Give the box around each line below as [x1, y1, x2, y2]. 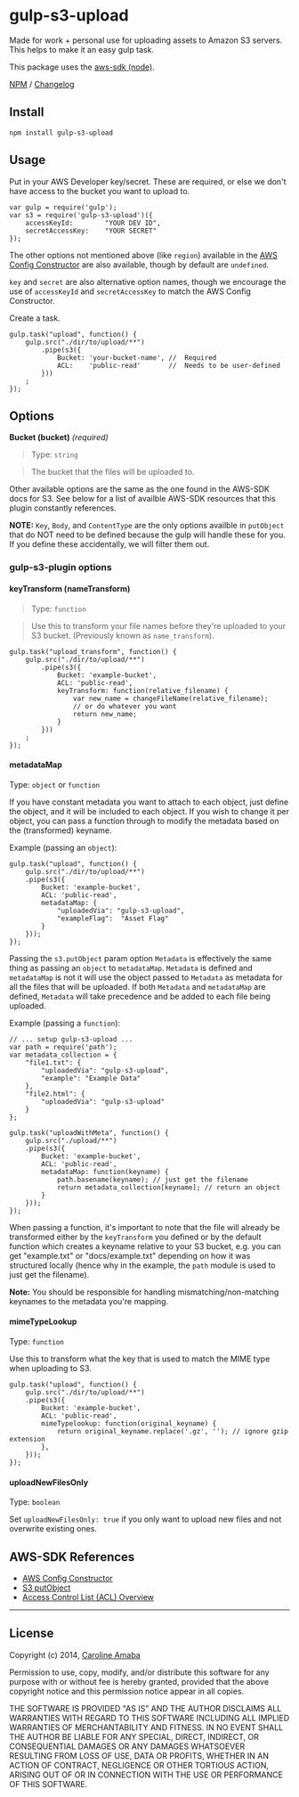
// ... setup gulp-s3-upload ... [9, 1034, 133, 1043]
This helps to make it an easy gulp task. [9, 44, 154, 54]
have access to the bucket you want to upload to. [9, 185, 190, 196]
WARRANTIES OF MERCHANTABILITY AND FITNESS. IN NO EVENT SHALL [9, 1721, 284, 1733]
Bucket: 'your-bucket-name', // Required [56, 353, 217, 362]
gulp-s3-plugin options [9, 561, 113, 574]
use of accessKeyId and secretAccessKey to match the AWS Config [9, 286, 252, 297]
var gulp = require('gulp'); [9, 202, 117, 212]
